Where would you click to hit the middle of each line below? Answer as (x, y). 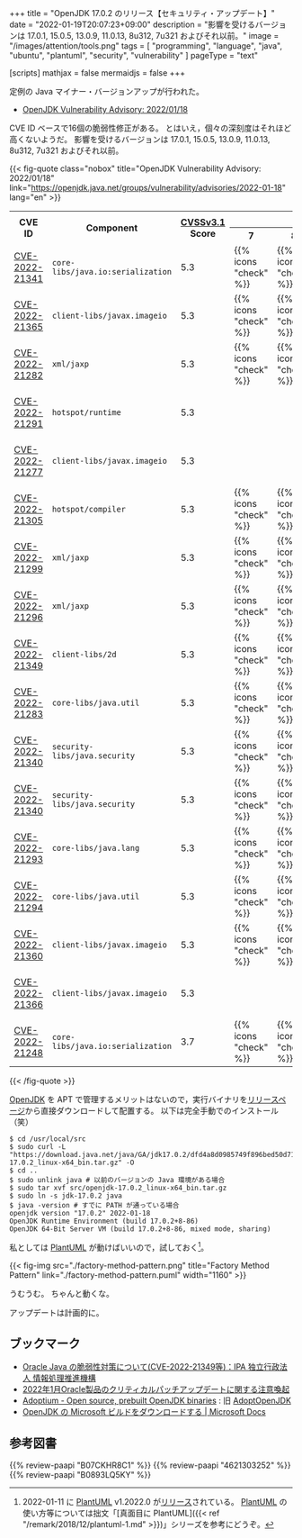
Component (111, 228)
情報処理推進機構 (64, 1378)
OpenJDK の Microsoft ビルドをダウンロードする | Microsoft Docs (144, 1412)
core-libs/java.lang (96, 848)
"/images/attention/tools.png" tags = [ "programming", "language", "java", (146, 46)
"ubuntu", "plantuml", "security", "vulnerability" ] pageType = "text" (134, 55)
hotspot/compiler (89, 509)
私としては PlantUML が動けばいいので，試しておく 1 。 (109, 1247)
